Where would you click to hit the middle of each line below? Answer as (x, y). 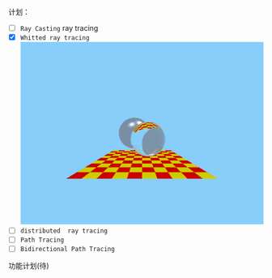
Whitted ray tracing (55, 38)
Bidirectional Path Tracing (67, 250)
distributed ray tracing (64, 231)
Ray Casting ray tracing (59, 28)
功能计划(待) (29, 266)
